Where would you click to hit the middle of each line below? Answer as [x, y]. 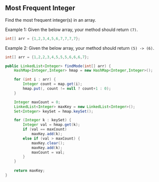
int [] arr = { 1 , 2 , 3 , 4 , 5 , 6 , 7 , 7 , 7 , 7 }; [43, 38]
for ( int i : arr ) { [35, 79]
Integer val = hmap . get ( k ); [51, 125]
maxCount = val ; [48, 152]
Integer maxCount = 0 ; [37, 102]
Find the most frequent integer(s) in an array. [51, 20]
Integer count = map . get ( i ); [53, 84]
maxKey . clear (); [48, 143]
